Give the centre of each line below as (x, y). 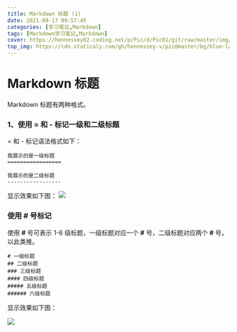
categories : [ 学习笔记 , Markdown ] (54, 27)
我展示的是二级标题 (31, 176)
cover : (17, 40)
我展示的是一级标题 (31, 156)
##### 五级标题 (28, 286)
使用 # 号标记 (30, 216)
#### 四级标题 (26, 278)
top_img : (20, 47)
